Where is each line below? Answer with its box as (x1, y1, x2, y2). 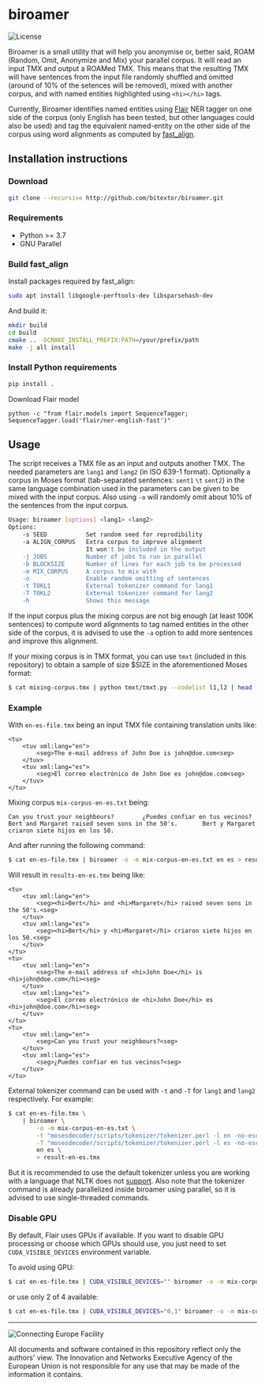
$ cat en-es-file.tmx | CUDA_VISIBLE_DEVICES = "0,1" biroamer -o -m (8, 1308, 235, 1316)
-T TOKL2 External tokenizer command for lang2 (22, 590, 214, 598)
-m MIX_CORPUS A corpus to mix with (22, 567, 157, 576)
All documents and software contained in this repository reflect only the (8, 1345, 241, 1354)
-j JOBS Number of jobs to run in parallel (22, 553, 203, 561)
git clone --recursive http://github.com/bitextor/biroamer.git (8, 193, 224, 202)
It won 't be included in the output (85, 545, 207, 554)
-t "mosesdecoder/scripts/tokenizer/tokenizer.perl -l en (36, 1132, 231, 1139)
